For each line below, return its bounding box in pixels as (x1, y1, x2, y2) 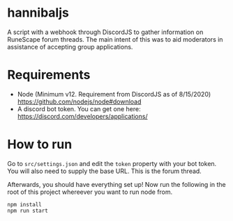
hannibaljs (7, 5, 70, 21)
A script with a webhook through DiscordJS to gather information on (7, 28, 204, 36)
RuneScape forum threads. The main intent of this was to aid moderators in (7, 35, 223, 43)
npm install (7, 201, 42, 208)
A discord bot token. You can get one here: (17, 104, 141, 113)
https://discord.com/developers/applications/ (17, 112, 148, 120)
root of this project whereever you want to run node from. (7, 188, 173, 196)
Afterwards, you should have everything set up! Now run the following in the (7, 180, 227, 188)
